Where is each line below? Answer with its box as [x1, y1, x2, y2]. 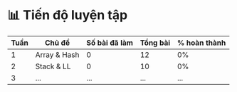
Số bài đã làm [86, 38, 134, 48]
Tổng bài [139, 38, 171, 48]
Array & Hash [35, 49, 80, 59]
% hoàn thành [177, 38, 226, 48]
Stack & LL [35, 61, 71, 71]
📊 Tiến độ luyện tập [7, 7, 128, 24]
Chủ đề [45, 38, 70, 48]
